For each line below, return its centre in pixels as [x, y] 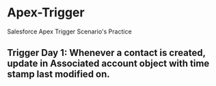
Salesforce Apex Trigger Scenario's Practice [69, 31]
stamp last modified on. [59, 74]
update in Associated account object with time [108, 64]
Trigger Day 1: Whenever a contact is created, [107, 53]
